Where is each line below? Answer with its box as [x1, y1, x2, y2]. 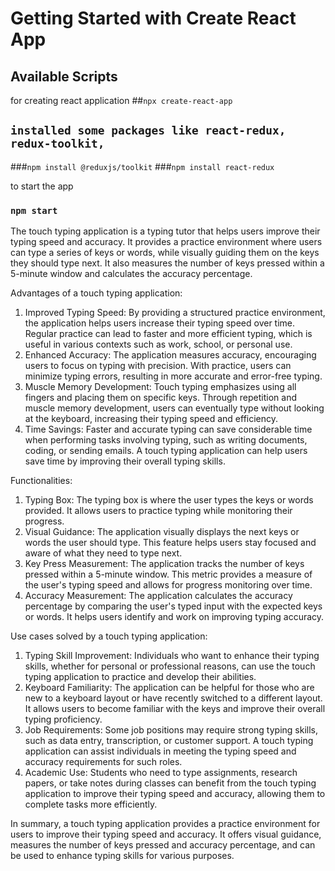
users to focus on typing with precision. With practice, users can [24, 360, 292, 372]
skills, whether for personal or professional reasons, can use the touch [24, 660, 316, 672]
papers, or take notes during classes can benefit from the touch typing [24, 777, 317, 789]
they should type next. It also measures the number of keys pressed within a [10, 257, 325, 269]
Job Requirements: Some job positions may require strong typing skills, [24, 724, 318, 736]
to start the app [10, 180, 74, 192]
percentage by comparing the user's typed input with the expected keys [24, 600, 323, 612]
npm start [10, 205, 58, 216]
